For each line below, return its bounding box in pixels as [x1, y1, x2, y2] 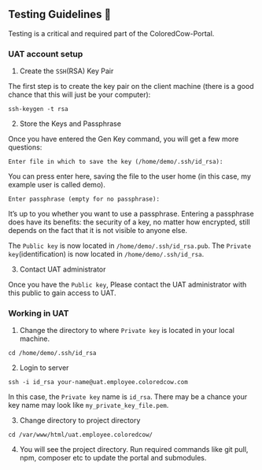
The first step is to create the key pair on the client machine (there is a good [8, 82, 254, 91]
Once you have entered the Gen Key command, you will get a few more [8, 135, 239, 144]
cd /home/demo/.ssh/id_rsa [8, 350, 97, 357]
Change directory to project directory [19, 416, 141, 425]
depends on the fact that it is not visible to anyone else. [8, 226, 187, 235]
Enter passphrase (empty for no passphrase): [8, 195, 160, 203]
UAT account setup [8, 48, 83, 59]
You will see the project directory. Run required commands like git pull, [19, 445, 249, 454]
